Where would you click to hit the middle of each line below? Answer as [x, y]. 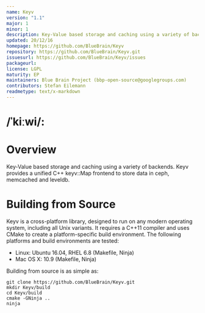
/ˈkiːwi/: [26, 122]
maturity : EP [23, 75]
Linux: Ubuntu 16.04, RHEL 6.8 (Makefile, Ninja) [74, 252]
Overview [31, 150]
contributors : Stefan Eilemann [46, 86]
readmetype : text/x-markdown [43, 92]
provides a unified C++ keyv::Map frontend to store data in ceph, [88, 173]
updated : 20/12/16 [30, 40]
